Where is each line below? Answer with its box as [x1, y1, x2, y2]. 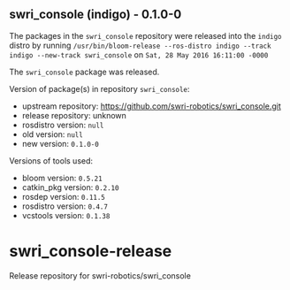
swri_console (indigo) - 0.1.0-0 [9, 7, 182, 22]
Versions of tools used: [9, 155, 94, 166]
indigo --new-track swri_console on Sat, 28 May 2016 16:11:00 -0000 [9, 49, 269, 60]
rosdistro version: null [21, 119, 104, 130]
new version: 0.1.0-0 [21, 138, 99, 149]
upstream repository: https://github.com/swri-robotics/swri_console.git [21, 101, 281, 111]
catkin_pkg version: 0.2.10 [21, 181, 119, 193]
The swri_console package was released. [9, 66, 160, 77]
